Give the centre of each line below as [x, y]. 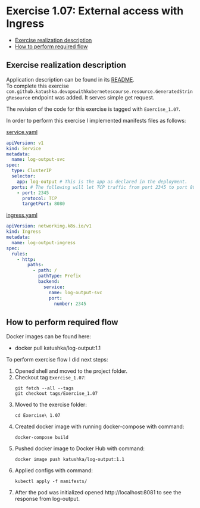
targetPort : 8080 [43, 204]
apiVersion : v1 [25, 143]
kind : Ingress [24, 232]
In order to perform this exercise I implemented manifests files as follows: [96, 120]
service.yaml [22, 132]
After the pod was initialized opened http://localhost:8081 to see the [98, 493]
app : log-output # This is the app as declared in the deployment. [102, 182]
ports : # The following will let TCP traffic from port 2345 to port [99, 187]
